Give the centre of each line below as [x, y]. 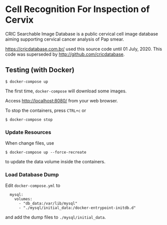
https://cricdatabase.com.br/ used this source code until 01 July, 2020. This [84, 49]
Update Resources [28, 132]
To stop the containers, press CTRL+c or [46, 110]
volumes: [23, 199]
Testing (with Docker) [40, 70]
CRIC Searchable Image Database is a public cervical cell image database [82, 34]
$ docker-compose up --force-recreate [46, 152]
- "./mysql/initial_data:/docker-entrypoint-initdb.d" [77, 208]
